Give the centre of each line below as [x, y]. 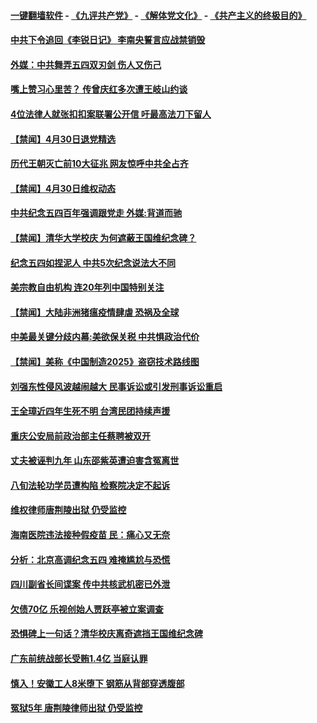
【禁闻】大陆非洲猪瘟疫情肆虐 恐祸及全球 [95, 312]
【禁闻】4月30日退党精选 [63, 139]
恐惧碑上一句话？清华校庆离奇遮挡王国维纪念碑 [106, 634]
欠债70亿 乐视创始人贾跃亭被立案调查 [87, 609]
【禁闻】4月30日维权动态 [63, 188]
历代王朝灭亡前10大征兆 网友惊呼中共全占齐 [99, 164]
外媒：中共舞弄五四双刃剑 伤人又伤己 [86, 64]
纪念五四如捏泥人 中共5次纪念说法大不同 [93, 262]
